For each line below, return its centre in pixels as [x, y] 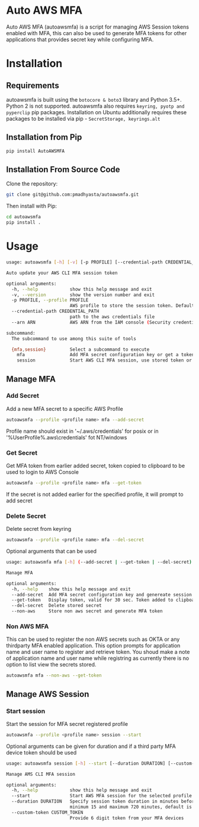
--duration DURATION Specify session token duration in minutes [95, 801]
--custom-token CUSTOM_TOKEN [47, 812]
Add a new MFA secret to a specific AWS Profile [65, 408]
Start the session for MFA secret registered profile [67, 724]
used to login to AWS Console [42, 472]
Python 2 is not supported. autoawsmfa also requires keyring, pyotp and [95, 106]
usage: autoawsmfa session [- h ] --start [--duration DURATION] [86, 763]
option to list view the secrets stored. [51, 665]
